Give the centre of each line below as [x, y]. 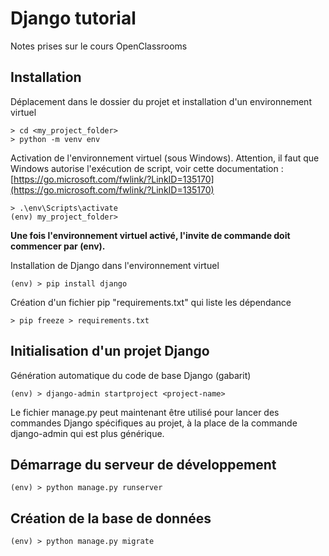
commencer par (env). [58, 246]
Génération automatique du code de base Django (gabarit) [131, 375]
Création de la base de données [111, 518]
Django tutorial [73, 18]
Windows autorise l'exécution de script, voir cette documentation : [147, 168]
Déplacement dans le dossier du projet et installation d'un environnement [161, 101]
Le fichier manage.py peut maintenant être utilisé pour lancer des [145, 412]
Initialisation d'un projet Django [110, 351]
